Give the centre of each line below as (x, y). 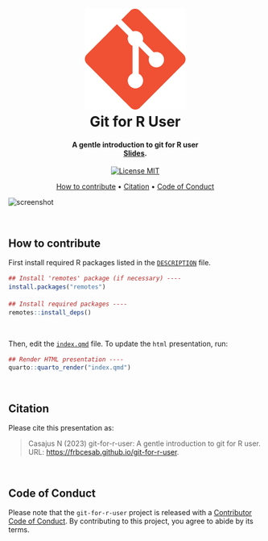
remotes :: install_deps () (50, 312)
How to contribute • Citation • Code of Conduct (135, 187)
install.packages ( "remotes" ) (57, 287)
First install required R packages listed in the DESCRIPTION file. (110, 263)
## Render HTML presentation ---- (66, 359)
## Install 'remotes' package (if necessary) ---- (95, 279)
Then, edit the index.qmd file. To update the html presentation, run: (118, 343)
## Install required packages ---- (68, 304)
